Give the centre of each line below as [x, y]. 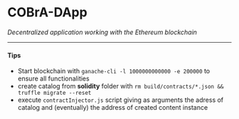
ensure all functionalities [54, 78]
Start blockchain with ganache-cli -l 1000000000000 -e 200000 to [114, 71]
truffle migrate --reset [54, 93]
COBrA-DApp [47, 12]
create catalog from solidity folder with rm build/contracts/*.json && [121, 86]
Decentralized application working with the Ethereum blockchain [102, 32]
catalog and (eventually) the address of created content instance [113, 108]
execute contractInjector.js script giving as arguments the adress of [121, 100]
